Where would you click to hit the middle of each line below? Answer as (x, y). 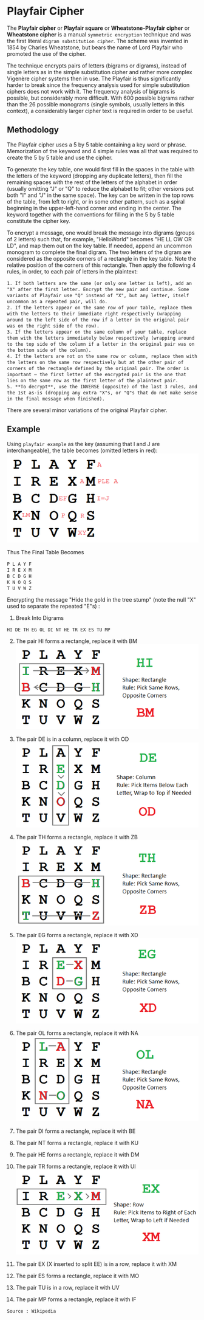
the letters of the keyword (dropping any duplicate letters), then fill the (95, 176)
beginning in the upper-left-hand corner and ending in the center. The (94, 208)
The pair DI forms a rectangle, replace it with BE (76, 1131)
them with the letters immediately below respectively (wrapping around (101, 338)
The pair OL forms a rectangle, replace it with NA (77, 1033)
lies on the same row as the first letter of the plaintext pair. (93, 380)
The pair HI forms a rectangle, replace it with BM (76, 641)
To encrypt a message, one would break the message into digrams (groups (101, 233)
